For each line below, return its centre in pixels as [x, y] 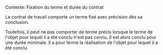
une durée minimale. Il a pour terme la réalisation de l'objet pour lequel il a [81, 42]
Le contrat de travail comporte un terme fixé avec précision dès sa [74, 17]
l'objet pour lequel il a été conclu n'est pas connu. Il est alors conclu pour [81, 37]
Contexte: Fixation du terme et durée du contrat [54, 7]
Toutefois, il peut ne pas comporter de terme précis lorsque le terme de [79, 32]
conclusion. [17, 22]
